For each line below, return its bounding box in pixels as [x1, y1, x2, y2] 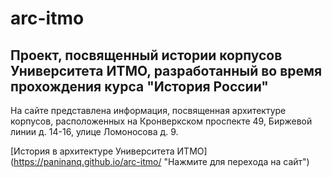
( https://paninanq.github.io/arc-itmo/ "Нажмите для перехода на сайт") [10, 156, 310, 167]
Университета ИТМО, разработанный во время [10, 62, 323, 79]
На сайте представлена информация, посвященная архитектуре [10, 105, 287, 116]
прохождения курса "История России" [10, 78, 269, 95]
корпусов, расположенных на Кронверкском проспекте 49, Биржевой [10, 115, 313, 127]
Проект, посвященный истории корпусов [10, 47, 283, 64]
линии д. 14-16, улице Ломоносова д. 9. [10, 126, 179, 137]
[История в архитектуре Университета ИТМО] [10, 145, 208, 157]
